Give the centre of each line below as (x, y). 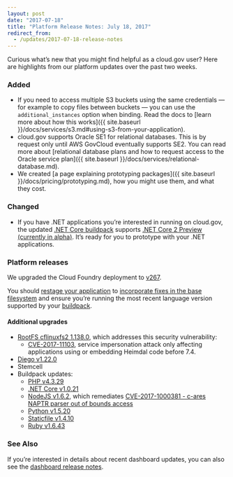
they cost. (32, 189)
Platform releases (38, 262)
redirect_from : (29, 33)
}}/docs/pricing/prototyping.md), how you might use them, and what (116, 181)
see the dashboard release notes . (55, 467)
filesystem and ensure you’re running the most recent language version (110, 298)
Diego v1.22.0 (37, 359)
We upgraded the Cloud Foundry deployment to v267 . (84, 277)
